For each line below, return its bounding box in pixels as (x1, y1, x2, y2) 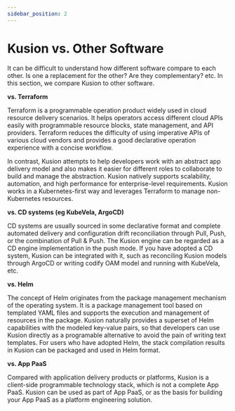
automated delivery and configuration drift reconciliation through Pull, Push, (7, 229, 227, 237)
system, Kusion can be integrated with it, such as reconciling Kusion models (7, 251, 227, 260)
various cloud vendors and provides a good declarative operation (7, 136, 196, 144)
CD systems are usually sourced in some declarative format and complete (7, 221, 221, 230)
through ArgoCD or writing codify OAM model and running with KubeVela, (7, 259, 220, 267)
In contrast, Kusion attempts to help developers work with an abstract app (7, 157, 221, 165)
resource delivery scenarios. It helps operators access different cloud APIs (7, 113, 223, 122)
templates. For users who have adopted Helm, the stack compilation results (7, 338, 226, 346)
